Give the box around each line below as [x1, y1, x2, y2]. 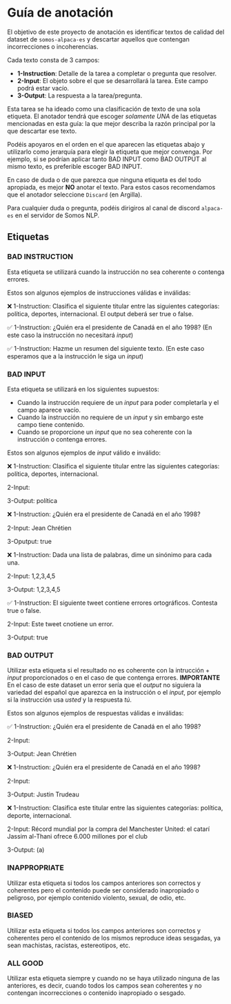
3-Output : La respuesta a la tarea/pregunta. [17, 91, 143, 100]
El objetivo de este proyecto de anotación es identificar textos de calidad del [7, 28, 225, 36]
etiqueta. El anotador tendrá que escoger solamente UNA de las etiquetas [7, 112, 217, 120]
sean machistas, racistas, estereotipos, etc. [7, 941, 131, 949]
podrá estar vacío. [17, 84, 70, 92]
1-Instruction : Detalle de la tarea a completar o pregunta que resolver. [17, 69, 217, 77]
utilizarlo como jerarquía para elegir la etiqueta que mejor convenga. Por [7, 147, 212, 156]
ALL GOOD [7, 958, 43, 968]
